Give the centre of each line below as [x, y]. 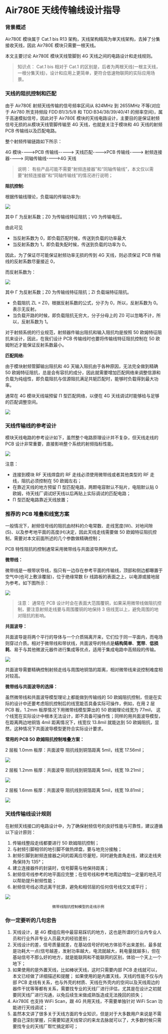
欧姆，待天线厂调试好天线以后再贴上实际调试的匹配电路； [71, 493]
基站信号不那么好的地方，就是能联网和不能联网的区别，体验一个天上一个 [87, 957]
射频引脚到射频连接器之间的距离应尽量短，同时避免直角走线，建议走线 [85, 855]
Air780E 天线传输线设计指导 [63, 10]
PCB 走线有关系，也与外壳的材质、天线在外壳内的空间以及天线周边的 [89, 982]
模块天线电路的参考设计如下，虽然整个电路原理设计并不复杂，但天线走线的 [82, 438]
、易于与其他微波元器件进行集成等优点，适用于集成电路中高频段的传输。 [84, 650]
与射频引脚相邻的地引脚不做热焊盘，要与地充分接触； [67, 849]
